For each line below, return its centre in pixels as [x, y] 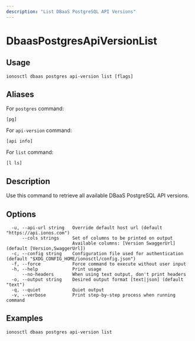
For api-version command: [39, 130]
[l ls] [14, 163]
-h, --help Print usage [56, 269]
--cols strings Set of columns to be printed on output [97, 238]
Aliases [20, 94]
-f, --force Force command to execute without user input [99, 264]
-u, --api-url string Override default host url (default [87, 228]
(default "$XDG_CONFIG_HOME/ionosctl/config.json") [71, 259]
